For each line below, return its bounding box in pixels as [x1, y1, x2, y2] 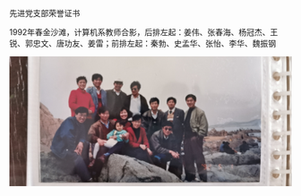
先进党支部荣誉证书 [9, 8, 81, 18]
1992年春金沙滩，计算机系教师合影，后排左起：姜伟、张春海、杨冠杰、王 [9, 27, 279, 38]
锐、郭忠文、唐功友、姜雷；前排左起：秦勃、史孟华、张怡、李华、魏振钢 [9, 38, 276, 48]
